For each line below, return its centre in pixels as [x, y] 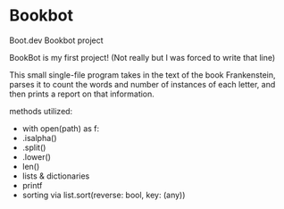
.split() [34, 147]
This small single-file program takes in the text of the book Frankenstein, [142, 75]
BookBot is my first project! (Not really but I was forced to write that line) [142, 57]
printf [32, 185]
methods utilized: [41, 111]
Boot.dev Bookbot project [57, 40]
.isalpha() [39, 138]
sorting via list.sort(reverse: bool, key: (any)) [104, 195]
